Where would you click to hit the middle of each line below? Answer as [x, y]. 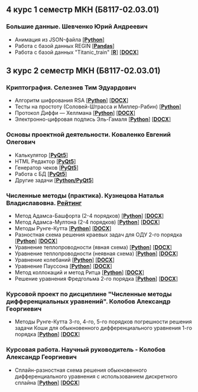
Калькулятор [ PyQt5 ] [41, 155]
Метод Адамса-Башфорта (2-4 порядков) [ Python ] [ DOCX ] [89, 216]
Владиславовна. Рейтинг [44, 203]
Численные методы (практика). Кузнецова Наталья [85, 195]
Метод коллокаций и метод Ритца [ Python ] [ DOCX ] [79, 272]
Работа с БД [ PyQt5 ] [41, 173]
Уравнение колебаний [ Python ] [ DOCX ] [65, 259]
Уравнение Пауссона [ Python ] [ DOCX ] [63, 266]
